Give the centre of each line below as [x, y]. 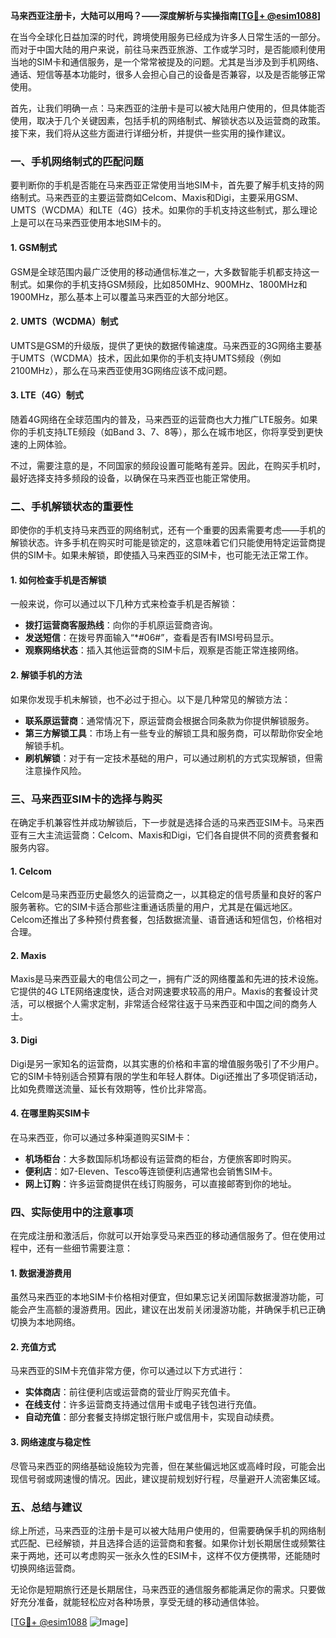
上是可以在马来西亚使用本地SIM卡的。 [88, 223]
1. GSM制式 [34, 247]
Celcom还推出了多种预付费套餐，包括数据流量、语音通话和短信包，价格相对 [166, 920]
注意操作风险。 [55, 770]
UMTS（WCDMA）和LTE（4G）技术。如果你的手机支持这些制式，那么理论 [164, 210]
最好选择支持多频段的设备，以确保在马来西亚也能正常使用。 [133, 478]
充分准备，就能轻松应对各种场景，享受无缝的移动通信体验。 [141, 1601]
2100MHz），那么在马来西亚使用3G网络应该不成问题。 [121, 370]
